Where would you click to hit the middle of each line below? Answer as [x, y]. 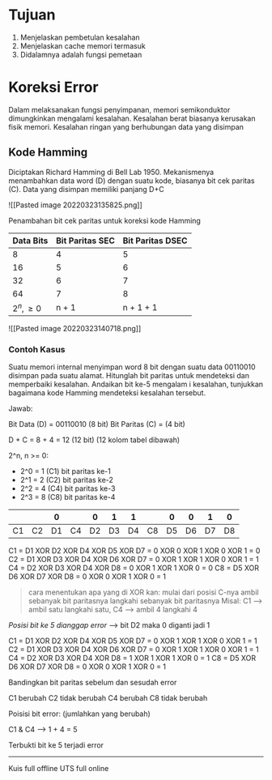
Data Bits [30, 241]
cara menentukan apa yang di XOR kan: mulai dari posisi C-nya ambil [143, 592]
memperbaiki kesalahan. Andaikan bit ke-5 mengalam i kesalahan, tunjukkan [136, 384]
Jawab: [21, 409]
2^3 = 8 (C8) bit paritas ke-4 [68, 497]
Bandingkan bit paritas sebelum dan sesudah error [93, 683]
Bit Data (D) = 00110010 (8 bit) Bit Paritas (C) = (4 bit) [97, 424]
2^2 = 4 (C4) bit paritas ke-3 [68, 488]
